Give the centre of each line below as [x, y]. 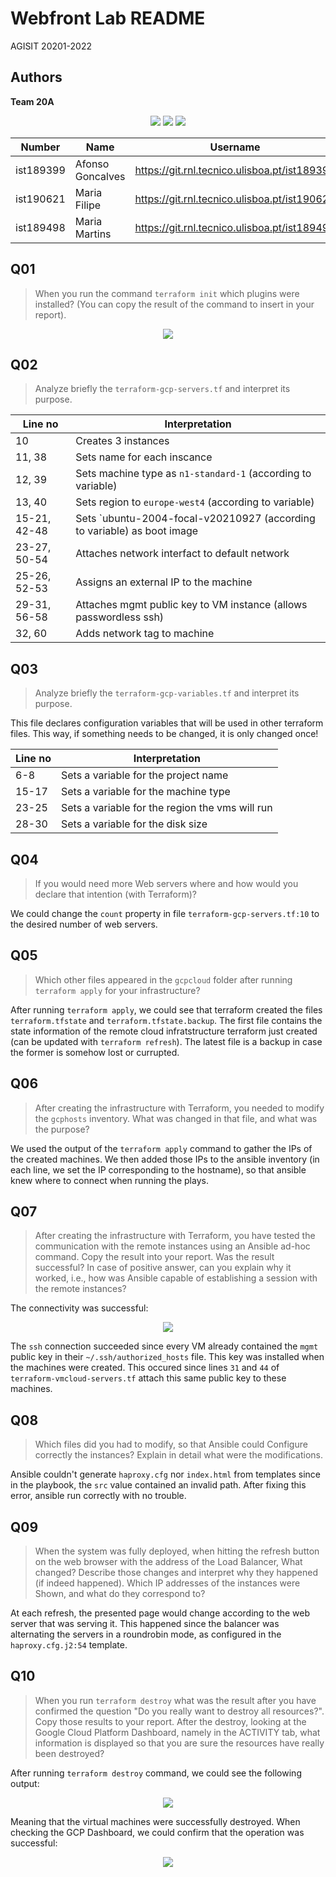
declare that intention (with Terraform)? [115, 894]
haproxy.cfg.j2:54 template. [69, 1645]
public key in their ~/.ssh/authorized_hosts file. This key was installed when [167, 1357]
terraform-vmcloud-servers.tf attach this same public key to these [148, 1378]
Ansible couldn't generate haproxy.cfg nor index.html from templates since [165, 1474]
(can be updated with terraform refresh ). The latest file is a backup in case [166, 1041]
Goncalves [100, 176]
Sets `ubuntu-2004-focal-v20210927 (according [195, 519]
